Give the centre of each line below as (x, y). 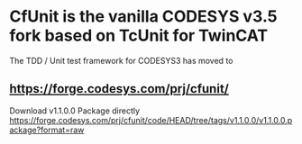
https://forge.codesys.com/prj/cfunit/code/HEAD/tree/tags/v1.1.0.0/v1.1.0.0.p (151, 120)
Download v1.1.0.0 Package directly (75, 111)
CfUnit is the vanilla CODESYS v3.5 (143, 17)
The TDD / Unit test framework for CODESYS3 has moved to (121, 60)
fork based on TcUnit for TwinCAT (139, 36)
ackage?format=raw (47, 130)
